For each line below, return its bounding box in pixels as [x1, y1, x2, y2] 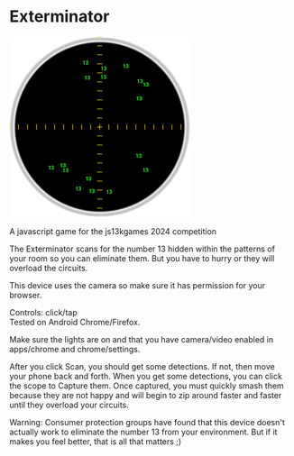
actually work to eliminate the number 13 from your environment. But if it [9, 426, 278, 437]
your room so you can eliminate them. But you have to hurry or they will [9, 252, 275, 263]
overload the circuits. [9, 262, 88, 273]
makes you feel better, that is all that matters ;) [9, 435, 182, 447]
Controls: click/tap [9, 306, 78, 317]
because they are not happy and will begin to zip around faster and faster [9, 389, 282, 400]
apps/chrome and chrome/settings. [9, 343, 141, 354]
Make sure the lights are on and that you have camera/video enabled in [9, 333, 273, 344]
